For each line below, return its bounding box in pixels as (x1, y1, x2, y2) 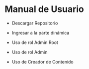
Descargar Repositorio (11, 20, 58, 26)
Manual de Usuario (4, 3, 84, 15)
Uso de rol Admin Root (11, 39, 58, 45)
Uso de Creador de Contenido (11, 58, 74, 64)
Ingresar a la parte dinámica (11, 29, 70, 35)
